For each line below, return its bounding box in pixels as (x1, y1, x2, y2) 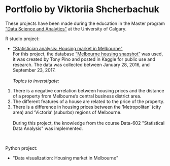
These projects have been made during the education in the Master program (5, 20, 165, 26)
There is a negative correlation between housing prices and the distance (12, 87, 164, 93)
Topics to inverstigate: (12, 78, 59, 84)
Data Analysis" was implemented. (12, 125, 83, 131)
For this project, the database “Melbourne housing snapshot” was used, (12, 51, 163, 57)
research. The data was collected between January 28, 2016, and (12, 61, 150, 68)
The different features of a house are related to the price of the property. (12, 98, 165, 105)
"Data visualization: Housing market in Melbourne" (12, 155, 119, 161)
